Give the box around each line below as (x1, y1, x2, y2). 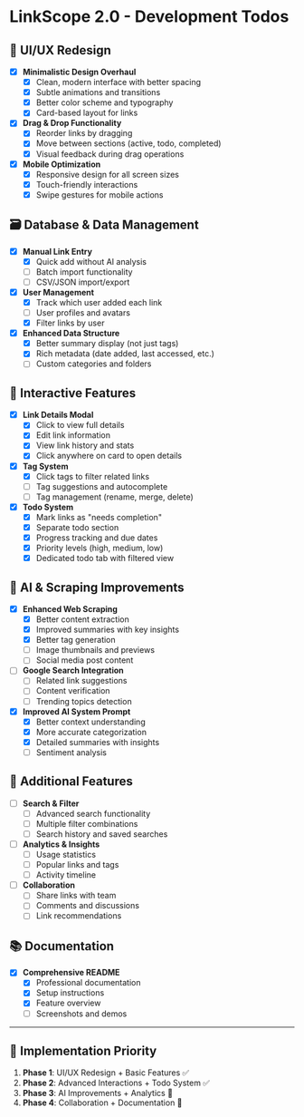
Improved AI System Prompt (22, 705, 131, 717)
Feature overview (35, 997, 101, 1008)
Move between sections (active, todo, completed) (35, 138, 222, 149)
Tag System (22, 461, 69, 471)
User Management (22, 287, 95, 297)
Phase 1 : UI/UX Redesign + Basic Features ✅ (22, 1067, 190, 1078)
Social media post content (35, 655, 134, 665)
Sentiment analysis (35, 746, 107, 758)
